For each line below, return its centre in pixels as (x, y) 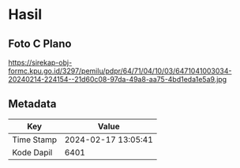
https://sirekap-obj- (40, 62)
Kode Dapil (32, 152)
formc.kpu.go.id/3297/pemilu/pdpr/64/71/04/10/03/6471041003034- (120, 71)
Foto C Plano (40, 44)
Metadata (32, 104)
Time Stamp (35, 140)
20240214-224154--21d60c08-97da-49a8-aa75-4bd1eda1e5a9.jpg (118, 79)
